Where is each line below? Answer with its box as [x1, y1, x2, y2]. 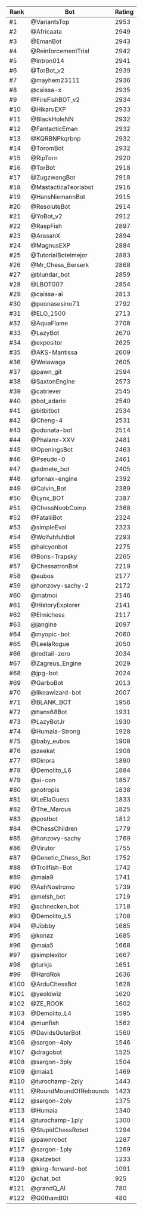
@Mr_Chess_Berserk [30, 261, 89, 269]
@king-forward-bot [30, 1165, 88, 1173]
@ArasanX [30, 231, 61, 240]
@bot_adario [30, 397, 67, 405]
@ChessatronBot [30, 562, 79, 570]
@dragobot [30, 1048, 63, 1056]
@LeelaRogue [30, 640, 70, 648]
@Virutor [30, 844, 55, 852]
